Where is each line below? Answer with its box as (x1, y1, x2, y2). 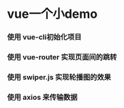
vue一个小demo (7, 6, 97, 22)
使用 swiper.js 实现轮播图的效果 (7, 72, 111, 82)
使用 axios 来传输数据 (7, 92, 78, 102)
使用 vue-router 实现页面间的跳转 (7, 53, 117, 62)
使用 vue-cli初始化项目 (7, 32, 82, 42)
